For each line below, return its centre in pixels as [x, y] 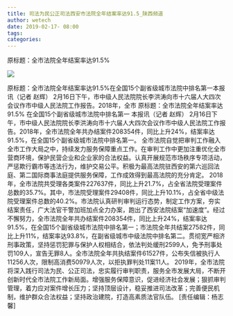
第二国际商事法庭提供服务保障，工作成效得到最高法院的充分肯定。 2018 [121, 175]
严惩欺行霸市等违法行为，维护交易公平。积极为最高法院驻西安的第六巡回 [110, 166]
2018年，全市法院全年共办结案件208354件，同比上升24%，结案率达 [117, 132]
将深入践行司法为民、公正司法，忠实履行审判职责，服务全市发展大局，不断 [113, 271]
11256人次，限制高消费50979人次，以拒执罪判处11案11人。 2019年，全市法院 [116, 262]
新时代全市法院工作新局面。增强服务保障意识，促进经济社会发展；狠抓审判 [119, 280]
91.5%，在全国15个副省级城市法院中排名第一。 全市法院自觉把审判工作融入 [114, 141]
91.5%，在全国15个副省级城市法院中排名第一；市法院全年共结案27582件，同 [116, 228]
